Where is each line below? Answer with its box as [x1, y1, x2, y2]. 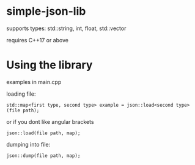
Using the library [6, 58, 93, 72]
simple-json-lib [6, 4, 86, 18]
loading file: [6, 90, 36, 98]
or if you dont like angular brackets [6, 118, 94, 125]
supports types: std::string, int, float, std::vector [6, 25, 127, 32]
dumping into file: [6, 140, 51, 148]
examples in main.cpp [6, 78, 62, 85]
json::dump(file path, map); [6, 152, 81, 159]
